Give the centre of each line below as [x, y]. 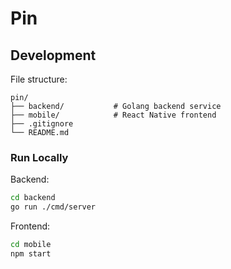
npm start [31, 253]
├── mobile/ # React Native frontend [113, 115]
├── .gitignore [42, 124]
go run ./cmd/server [53, 207]
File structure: [39, 79]
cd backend [33, 198]
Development [53, 55]
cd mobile [31, 245]
